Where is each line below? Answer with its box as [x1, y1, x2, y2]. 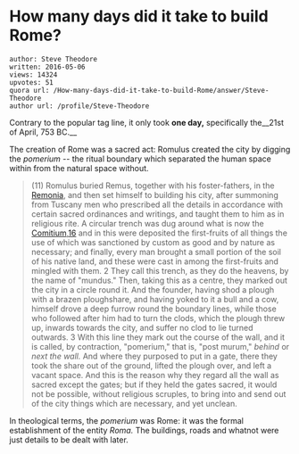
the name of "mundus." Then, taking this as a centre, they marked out [30, 275, 287, 285]
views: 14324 [9, 70, 58, 79]
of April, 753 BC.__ [9, 127, 78, 137]
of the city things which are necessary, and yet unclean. [30, 398, 238, 409]
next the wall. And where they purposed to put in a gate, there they [30, 351, 278, 361]
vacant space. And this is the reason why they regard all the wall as [30, 369, 279, 380]
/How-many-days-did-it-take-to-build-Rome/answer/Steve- [53, 86, 270, 95]
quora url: [9, 86, 50, 95]
